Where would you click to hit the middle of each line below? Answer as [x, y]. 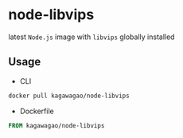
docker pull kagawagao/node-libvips [69, 96]
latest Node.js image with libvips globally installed [91, 37]
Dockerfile [37, 111]
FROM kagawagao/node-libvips [56, 125]
